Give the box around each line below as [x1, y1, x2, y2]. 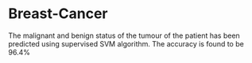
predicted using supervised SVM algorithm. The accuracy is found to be [8, 39, 244, 48]
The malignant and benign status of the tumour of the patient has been [8, 31, 240, 40]
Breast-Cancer [8, 5, 108, 23]
